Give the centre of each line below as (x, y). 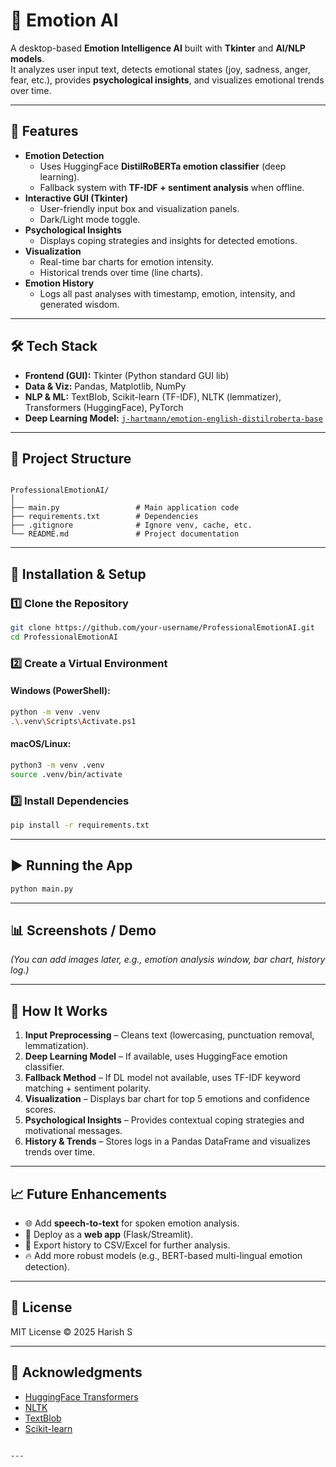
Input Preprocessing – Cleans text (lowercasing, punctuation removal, (169, 1035)
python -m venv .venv (55, 712)
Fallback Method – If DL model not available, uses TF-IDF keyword (162, 1078)
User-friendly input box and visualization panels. (139, 208)
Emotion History (59, 283)
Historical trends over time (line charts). (121, 272)
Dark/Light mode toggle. (90, 219)
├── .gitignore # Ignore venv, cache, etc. (131, 525)
